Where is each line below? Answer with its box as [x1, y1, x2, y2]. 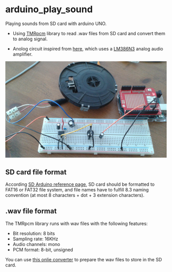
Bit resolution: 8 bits [12, 230, 55, 236]
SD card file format [5, 167, 67, 177]
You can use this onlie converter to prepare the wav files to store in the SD [5, 256, 162, 262]
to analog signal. [12, 36, 48, 42]
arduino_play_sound [5, 4, 93, 15]
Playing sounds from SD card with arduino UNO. [5, 20, 107, 27]
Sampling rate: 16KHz [12, 236, 58, 242]
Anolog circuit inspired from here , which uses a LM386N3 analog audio [12, 45, 164, 52]
